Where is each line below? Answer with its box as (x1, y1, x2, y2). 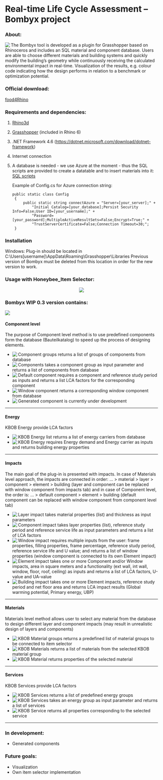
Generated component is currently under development (17, 398, 127, 404)
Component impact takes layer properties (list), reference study (17, 522, 146, 528)
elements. (5, 342, 25, 348)
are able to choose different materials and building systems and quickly (5, 53, 148, 58)
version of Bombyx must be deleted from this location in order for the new (5, 259, 153, 265)
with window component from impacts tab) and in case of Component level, (5, 486, 157, 493)
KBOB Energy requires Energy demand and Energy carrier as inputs (17, 439, 153, 445)
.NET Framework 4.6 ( (12, 139, 56, 145)
